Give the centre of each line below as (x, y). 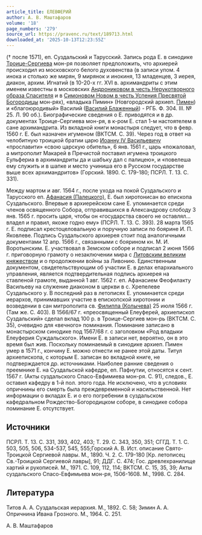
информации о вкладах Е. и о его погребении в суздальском (85, 395)
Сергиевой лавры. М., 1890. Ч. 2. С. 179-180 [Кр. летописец (109, 454)
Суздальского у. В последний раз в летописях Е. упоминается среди (95, 293)
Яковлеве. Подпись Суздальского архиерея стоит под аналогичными (96, 235)
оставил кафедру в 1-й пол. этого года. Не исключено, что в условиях (96, 383)
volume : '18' (23, 23)
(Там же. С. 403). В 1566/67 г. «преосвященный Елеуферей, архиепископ (100, 312)
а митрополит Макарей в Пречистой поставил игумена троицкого (91, 153)
